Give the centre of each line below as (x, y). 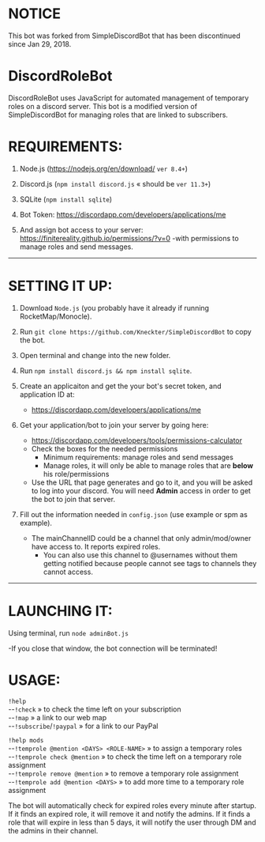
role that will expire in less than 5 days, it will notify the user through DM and (132, 822)
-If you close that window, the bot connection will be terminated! (113, 648)
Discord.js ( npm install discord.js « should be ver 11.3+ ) (115, 183)
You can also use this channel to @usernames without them (140, 555)
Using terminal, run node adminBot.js (68, 632)
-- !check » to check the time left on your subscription (95, 709)
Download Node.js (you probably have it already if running (114, 308)
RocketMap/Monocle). (56, 316)
